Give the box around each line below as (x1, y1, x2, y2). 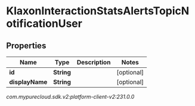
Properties (6, 40, 47, 51)
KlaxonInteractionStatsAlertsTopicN (6, 4, 190, 18)
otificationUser (6, 17, 82, 30)
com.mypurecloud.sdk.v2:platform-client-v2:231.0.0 (6, 93, 135, 100)
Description (76, 58, 111, 66)
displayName (9, 78, 48, 86)
